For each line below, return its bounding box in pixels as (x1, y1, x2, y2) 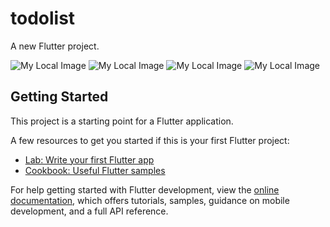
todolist (10, 7, 76, 30)
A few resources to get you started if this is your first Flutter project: (10, 134, 290, 146)
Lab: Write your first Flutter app (24, 153, 155, 166)
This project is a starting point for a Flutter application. (10, 115, 234, 127)
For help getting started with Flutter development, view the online (10, 183, 280, 196)
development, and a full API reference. (10, 205, 169, 217)
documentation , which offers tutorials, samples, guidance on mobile (10, 194, 290, 206)
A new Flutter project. (10, 40, 100, 52)
